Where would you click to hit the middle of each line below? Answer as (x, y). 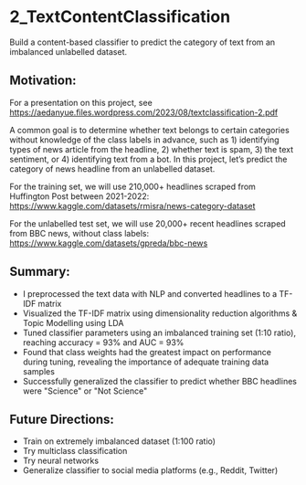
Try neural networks (60, 461)
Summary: (40, 272)
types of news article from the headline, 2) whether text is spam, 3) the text (152, 149)
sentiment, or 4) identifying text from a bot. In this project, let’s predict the (148, 159)
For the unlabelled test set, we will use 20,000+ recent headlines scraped (148, 223)
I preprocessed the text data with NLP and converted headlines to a (150, 293)
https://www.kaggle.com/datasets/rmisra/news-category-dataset (132, 206)
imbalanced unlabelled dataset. (69, 51)
